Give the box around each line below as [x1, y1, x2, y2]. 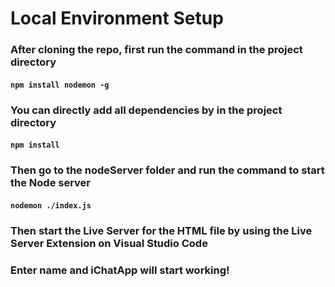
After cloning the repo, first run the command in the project [10, 43, 303, 57]
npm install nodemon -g [10, 80, 110, 90]
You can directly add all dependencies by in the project [10, 103, 283, 117]
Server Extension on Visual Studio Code [10, 236, 208, 250]
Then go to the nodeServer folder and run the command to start [10, 163, 325, 177]
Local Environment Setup [10, 7, 224, 30]
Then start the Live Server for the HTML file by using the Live [10, 223, 313, 237]
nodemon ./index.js [10, 200, 92, 211]
